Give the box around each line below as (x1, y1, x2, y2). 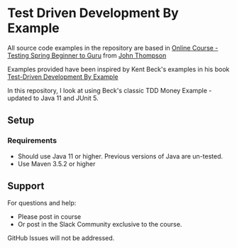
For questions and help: (7, 199, 77, 207)
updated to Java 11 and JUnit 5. (7, 94, 99, 102)
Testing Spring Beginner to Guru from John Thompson (7, 51, 167, 60)
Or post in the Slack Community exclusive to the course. (17, 220, 182, 229)
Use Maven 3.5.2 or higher (17, 159, 96, 168)
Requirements (7, 136, 57, 146)
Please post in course (17, 212, 82, 221)
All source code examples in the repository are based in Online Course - (7, 43, 219, 52)
